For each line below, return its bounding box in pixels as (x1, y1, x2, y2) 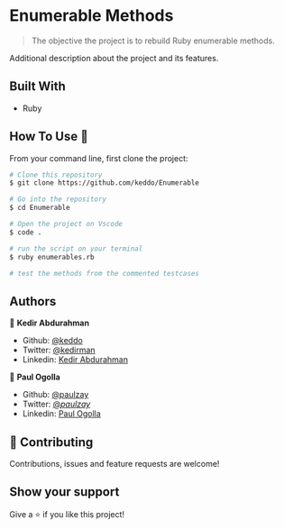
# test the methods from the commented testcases (9, 269, 200, 278)
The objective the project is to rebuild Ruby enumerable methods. (31, 35, 275, 46)
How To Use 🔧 (9, 129, 88, 144)
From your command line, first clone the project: (9, 152, 188, 163)
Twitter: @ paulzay (22, 398, 91, 410)
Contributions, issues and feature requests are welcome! (9, 459, 220, 470)
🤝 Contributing (9, 434, 94, 450)
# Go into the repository (9, 195, 106, 204)
